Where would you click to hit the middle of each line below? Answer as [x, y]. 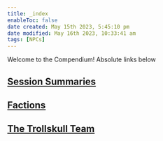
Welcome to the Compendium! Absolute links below [81, 59]
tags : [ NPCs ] [26, 40]
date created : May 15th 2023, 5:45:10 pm [69, 27]
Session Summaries [52, 81]
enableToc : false [33, 20]
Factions [27, 105]
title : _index [28, 14]
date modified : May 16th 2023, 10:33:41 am [72, 33]
